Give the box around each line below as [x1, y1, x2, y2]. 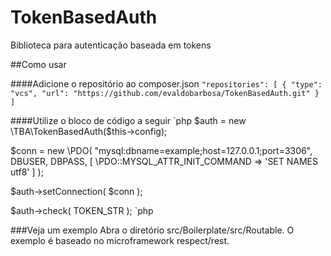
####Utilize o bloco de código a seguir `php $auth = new [10, 114, 247, 126]
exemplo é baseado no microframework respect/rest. [10, 234, 230, 246]
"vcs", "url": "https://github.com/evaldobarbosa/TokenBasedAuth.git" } [10, 88, 320, 98]
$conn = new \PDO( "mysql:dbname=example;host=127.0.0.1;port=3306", [10, 144, 313, 156]
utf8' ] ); [10, 166, 44, 178]
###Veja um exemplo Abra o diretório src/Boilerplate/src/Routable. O [10, 224, 295, 236]
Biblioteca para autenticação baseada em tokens [10, 39, 212, 51]
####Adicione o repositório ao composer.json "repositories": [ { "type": [10, 77, 323, 90]
